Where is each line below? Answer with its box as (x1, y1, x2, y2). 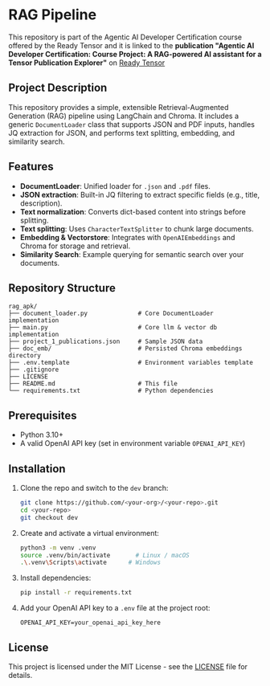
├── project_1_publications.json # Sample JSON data (8, 337, 203, 346)
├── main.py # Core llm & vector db (8, 324, 218, 332)
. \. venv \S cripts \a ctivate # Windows (19, 558, 162, 567)
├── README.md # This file (8, 380, 178, 388)
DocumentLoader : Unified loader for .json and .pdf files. (19, 181, 211, 190)
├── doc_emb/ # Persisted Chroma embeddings (8, 345, 243, 353)
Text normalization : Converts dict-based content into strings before (19, 206, 247, 216)
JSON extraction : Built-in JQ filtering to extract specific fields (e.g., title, (19, 190, 260, 199)
